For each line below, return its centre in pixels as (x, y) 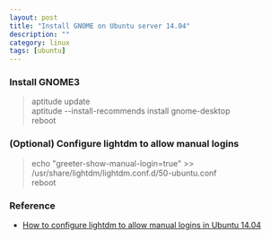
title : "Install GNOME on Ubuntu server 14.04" (100, 26)
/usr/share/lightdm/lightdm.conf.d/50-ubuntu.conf (124, 173)
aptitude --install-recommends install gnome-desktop (131, 111)
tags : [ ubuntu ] (38, 51)
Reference (32, 205)
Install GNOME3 (45, 82)
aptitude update (61, 102)
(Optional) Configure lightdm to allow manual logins (124, 144)
